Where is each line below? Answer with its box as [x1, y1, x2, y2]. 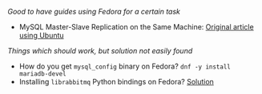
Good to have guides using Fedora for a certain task [7, 7, 181, 16]
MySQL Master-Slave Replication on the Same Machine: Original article [18, 22, 254, 31]
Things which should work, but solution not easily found [7, 46, 193, 55]
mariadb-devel [18, 70, 67, 78]
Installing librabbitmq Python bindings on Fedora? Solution [18, 77, 214, 86]
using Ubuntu [18, 31, 65, 40]
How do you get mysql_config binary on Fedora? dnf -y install [18, 61, 232, 71]
